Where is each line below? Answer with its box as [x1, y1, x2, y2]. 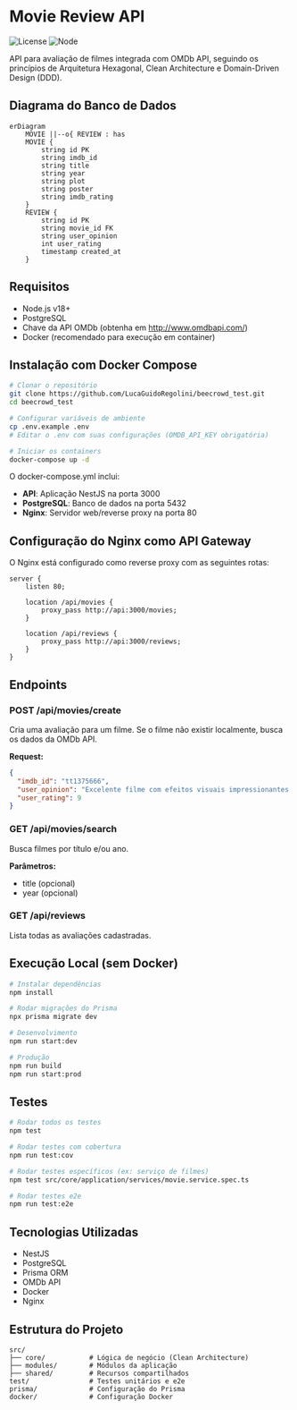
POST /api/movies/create [9, 704, 122, 717]
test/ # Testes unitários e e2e [9, 1376, 186, 1386]
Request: [9, 751, 44, 761]
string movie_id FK [41, 224, 114, 233]
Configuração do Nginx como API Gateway [9, 533, 252, 548]
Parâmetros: [9, 861, 56, 871]
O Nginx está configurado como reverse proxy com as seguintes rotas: [9, 557, 269, 568]
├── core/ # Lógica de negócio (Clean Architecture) [9, 1353, 250, 1362]
